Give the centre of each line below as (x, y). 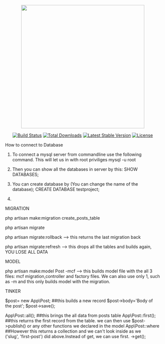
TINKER (13, 291)
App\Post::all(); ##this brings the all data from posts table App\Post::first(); (81, 315)
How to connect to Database (34, 145)
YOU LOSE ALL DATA (27, 252)
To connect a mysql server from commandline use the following (77, 154)
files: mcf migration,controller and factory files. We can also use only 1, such (82, 276)
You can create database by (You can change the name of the (75, 184)
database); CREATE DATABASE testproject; (56, 189)
